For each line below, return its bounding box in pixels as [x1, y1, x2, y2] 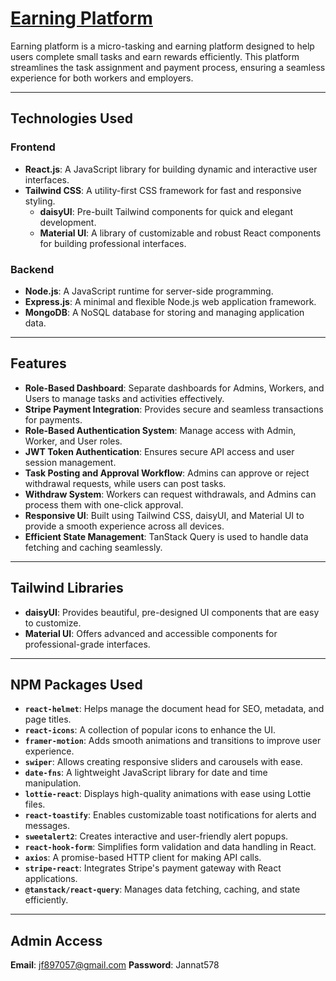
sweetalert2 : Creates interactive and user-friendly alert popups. [24, 830, 289, 842]
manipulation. [24, 777, 82, 789]
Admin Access [10, 932, 103, 949]
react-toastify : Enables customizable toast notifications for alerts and [24, 809, 317, 821]
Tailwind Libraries [10, 580, 124, 597]
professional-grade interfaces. [24, 638, 151, 650]
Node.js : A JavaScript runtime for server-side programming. [24, 285, 274, 297]
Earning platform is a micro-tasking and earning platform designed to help [10, 40, 315, 52]
